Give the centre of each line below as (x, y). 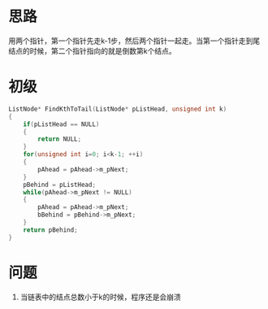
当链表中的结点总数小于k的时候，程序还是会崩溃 (100, 297)
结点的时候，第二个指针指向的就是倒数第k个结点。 (92, 50)
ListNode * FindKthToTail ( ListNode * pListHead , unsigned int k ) (118, 109)
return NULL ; (60, 139)
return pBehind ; (51, 230)
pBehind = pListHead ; (59, 185)
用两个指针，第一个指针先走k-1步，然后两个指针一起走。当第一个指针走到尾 (134, 41)
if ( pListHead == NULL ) (61, 124)
